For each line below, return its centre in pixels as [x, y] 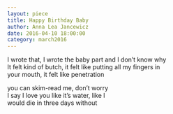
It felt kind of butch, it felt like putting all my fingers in [84, 67]
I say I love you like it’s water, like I [57, 96]
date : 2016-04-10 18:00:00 [46, 33]
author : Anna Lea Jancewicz [48, 27]
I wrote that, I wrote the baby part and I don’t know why [87, 59]
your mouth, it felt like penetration [56, 75]
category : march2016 [37, 40]
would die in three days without [52, 103]
